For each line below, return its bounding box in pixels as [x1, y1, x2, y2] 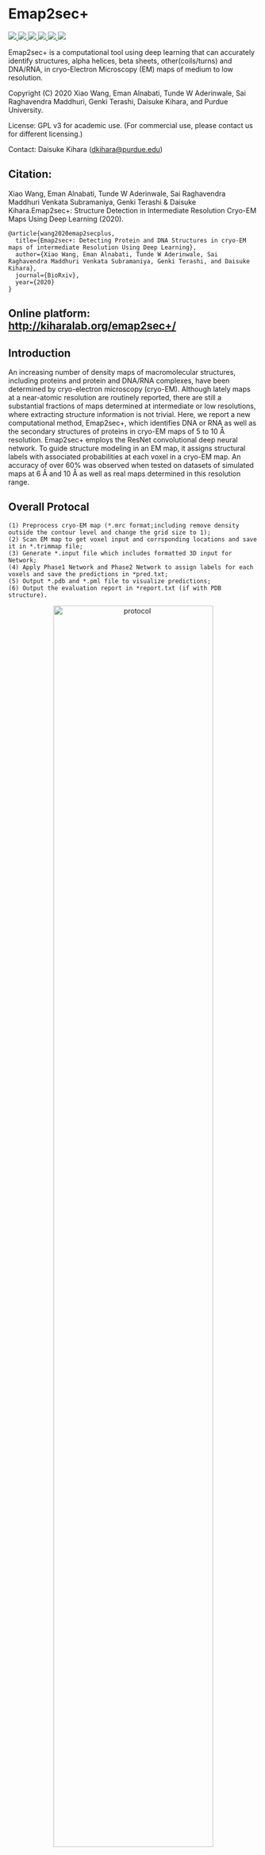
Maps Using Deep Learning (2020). [8, 214, 125, 224]
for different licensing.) [8, 129, 83, 138]
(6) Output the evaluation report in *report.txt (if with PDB [8, 584, 222, 592]
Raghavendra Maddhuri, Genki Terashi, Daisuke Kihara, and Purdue [8, 96, 229, 106]
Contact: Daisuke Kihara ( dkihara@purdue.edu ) [8, 144, 163, 154]
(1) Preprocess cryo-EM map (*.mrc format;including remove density [8, 521, 240, 529]
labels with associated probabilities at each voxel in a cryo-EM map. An [8, 451, 241, 462]
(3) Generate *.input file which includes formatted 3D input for [8, 549, 232, 557]
